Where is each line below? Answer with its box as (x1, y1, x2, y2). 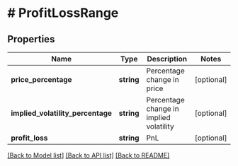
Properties (7, 33, 55, 45)
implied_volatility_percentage (11, 108, 112, 118)
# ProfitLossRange (7, 5, 119, 21)
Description (147, 54, 188, 64)
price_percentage (11, 75, 72, 84)
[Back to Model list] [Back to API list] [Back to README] (7, 151, 170, 160)
